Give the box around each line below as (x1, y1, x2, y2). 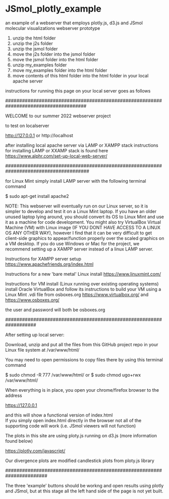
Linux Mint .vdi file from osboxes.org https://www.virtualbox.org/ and (5, 292, 149, 298)
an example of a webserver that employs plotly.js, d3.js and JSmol (5, 20, 143, 26)
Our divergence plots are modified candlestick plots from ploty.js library (5, 458, 155, 464)
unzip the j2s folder (12, 40, 53, 46)
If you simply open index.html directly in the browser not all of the (5, 417, 142, 423)
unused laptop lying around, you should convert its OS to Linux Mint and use (5, 214, 164, 220)
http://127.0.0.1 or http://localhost (5, 132, 73, 138)
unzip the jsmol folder (12, 46, 58, 52)
